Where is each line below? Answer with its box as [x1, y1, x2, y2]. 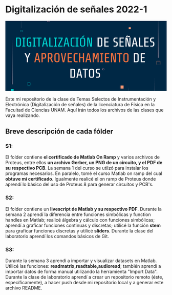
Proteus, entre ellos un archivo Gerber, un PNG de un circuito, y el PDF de [5, 160, 163, 166]
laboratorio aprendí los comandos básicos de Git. [5, 233, 109, 239]
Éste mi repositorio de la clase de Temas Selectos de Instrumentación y [5, 96, 156, 102]
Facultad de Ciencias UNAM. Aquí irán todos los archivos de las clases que [5, 107, 164, 113]
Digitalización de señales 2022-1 [5, 4, 147, 15]
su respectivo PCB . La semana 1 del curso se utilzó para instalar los [5, 165, 148, 171]
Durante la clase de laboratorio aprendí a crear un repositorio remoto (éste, [5, 274, 164, 280]
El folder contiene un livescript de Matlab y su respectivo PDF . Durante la [5, 206, 162, 212]
